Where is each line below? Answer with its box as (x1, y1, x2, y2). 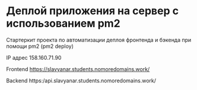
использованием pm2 (6, 17, 120, 30)
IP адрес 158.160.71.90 (6, 54, 62, 61)
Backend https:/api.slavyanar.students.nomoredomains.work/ (6, 77, 156, 84)
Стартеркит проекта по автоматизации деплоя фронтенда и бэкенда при (6, 36, 192, 43)
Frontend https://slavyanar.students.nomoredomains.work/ (6, 65, 150, 72)
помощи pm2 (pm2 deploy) (6, 43, 74, 50)
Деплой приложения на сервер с (6, 4, 179, 18)
